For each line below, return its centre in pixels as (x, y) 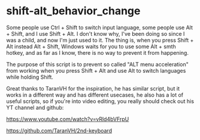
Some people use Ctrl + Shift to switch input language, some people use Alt (100, 27)
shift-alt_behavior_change (73, 11)
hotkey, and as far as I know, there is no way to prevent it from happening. (97, 52)
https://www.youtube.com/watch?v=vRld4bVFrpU (68, 119)
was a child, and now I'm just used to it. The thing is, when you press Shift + (100, 40)
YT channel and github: (35, 107)
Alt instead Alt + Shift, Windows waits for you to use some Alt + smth (91, 46)
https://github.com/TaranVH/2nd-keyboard (59, 130)
